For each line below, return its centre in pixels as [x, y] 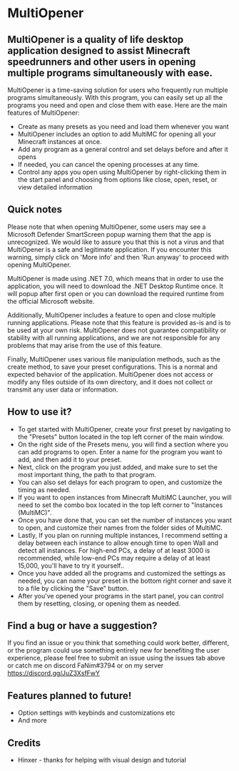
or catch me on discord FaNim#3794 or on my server [86, 665]
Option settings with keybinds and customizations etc [96, 713]
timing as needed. [44, 489]
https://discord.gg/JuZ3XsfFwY [54, 673]
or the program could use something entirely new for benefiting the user [113, 650]
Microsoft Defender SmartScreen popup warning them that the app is [110, 234]
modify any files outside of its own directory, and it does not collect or [110, 382]
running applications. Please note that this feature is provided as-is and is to [119, 322]
